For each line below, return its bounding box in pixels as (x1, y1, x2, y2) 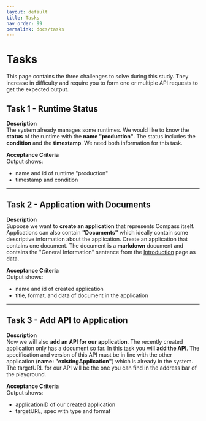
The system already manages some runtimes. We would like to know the (6, 126, 189, 134)
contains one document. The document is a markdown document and (6, 241, 184, 249)
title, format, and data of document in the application (15, 292, 148, 299)
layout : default (6, 9, 48, 15)
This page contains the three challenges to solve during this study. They (6, 73, 189, 80)
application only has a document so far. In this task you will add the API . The (6, 344, 200, 352)
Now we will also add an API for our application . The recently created (6, 338, 183, 345)
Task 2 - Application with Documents (6, 200, 151, 210)
